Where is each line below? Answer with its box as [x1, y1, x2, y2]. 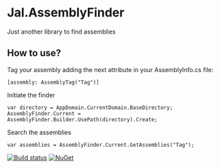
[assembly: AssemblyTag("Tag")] [7, 79, 99, 86]
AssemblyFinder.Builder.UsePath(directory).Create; [7, 116, 158, 123]
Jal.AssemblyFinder [7, 5, 125, 21]
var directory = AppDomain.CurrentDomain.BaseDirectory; [7, 104, 173, 111]
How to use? [7, 47, 62, 59]
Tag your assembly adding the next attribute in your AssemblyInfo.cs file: [7, 65, 214, 73]
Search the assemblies [7, 128, 72, 136]
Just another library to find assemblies [7, 27, 116, 36]
